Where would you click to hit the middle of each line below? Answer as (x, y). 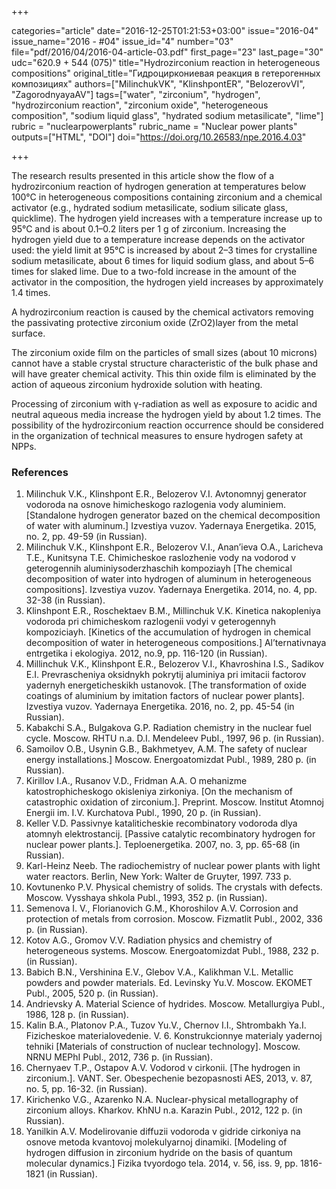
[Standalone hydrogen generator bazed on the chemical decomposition (173, 515)
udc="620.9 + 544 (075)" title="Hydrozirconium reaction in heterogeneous (166, 62)
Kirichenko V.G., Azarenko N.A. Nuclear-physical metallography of (162, 1100)
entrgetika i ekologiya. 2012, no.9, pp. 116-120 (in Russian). (146, 653)
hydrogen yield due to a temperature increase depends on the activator (158, 239)
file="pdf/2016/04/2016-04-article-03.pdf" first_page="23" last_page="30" (167, 52)
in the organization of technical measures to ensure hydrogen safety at (157, 435)
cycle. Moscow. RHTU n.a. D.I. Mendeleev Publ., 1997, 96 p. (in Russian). (175, 738)
